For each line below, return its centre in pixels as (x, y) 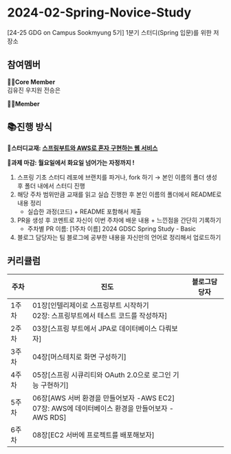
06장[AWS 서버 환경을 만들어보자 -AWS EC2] (103, 398)
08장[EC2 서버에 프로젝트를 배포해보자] (93, 435)
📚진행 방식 (30, 127)
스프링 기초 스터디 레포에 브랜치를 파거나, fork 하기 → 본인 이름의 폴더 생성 (117, 177)
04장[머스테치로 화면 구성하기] (79, 357)
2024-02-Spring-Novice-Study (99, 13)
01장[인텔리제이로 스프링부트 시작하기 (90, 306)
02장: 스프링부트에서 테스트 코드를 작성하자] (100, 316)
